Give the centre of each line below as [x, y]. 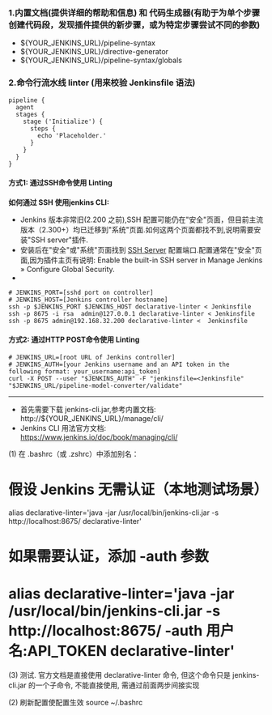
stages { [30, 114]
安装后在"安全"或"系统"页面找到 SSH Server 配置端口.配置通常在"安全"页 [141, 249]
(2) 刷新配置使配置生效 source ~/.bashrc [76, 703]
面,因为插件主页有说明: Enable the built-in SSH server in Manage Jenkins [141, 260]
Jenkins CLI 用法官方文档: [63, 428]
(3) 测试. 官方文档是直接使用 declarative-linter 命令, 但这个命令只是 [119, 675]
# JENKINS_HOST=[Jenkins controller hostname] [88, 300]
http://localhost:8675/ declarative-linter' [75, 521]
